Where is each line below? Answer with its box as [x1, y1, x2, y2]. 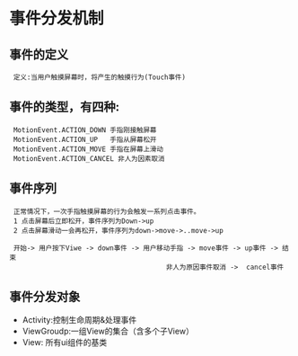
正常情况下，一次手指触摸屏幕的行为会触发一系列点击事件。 [13, 207, 201, 216]
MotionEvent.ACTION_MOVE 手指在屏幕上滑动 [13, 145, 164, 154]
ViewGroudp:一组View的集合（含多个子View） [22, 325, 195, 337]
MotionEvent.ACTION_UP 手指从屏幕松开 [13, 135, 157, 144]
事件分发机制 [9, 8, 105, 29]
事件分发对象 [9, 289, 81, 305]
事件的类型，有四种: [9, 100, 120, 115]
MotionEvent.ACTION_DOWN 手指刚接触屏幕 [13, 125, 157, 135]
